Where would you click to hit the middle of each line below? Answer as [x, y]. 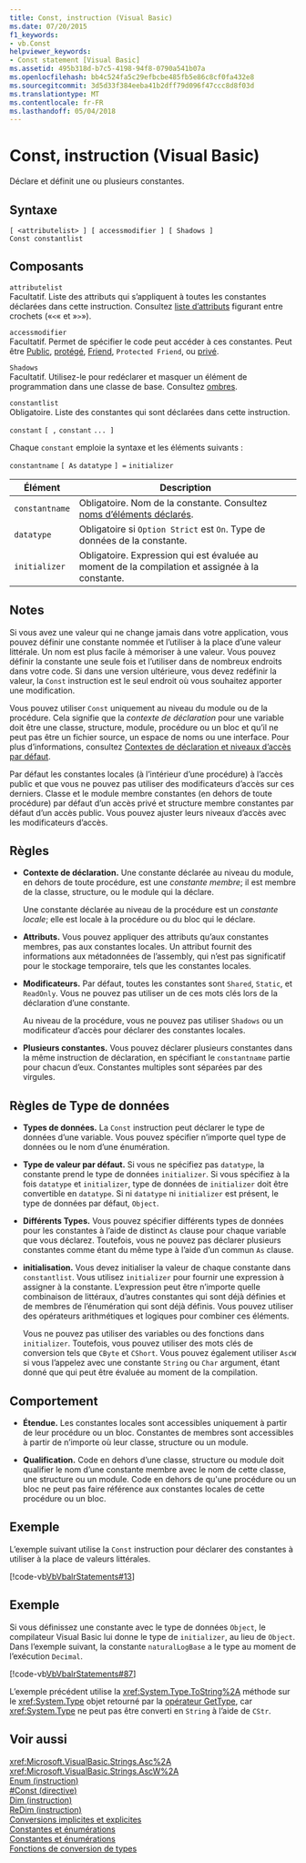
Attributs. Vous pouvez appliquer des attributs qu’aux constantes [145, 937]
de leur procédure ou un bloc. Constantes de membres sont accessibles [158, 1433]
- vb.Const [30, 43]
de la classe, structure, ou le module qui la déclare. [118, 892]
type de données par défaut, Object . [91, 1204]
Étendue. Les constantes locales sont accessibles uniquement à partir [155, 1423]
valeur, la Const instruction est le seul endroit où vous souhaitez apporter [146, 680]
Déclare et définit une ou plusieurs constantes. [97, 181]
